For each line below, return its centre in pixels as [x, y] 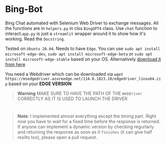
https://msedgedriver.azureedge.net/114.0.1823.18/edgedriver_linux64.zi [83, 79]
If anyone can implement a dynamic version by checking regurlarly [85, 127]
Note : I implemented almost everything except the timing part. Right [87, 116]
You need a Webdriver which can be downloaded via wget [64, 74]
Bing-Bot [24, 9]
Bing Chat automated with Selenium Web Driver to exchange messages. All [82, 23]
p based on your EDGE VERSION [39, 84]
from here [15, 64]
